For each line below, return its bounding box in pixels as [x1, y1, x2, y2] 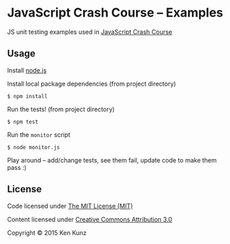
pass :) [7, 163, 27, 171]
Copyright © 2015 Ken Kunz [7, 228, 87, 236]
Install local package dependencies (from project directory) [7, 79, 176, 88]
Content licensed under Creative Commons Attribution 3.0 [7, 215, 173, 223]
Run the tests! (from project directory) [7, 105, 115, 113]
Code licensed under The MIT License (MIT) [7, 202, 133, 210]
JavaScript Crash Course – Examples [7, 5, 224, 21]
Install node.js [7, 66, 47, 74]
